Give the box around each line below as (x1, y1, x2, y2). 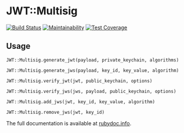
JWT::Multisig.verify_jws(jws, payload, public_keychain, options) (6, 88, 177, 94)
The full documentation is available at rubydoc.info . (6, 119, 132, 126)
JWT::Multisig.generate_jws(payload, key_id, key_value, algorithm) (6, 67, 179, 73)
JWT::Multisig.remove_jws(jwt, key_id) (6, 109, 105, 115)
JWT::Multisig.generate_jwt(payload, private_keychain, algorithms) (6, 57, 179, 63)
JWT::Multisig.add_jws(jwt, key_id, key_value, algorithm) (6, 98, 156, 105)
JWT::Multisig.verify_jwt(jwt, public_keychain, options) (6, 78, 153, 84)
